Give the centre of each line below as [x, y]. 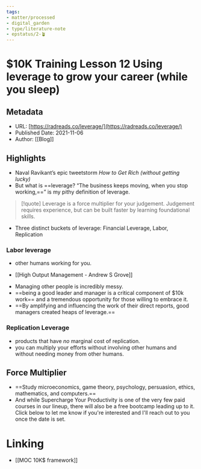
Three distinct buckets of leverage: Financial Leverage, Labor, [91, 228]
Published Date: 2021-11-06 [49, 133]
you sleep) [33, 90]
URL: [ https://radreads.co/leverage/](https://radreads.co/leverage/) [98, 127]
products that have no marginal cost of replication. [77, 341]
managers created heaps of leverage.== [65, 312]
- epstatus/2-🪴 [26, 34]
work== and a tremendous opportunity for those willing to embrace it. [101, 300]
